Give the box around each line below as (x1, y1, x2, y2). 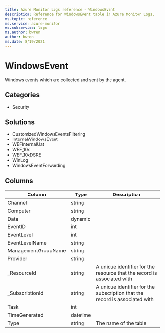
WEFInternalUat (12, 141, 44, 147)
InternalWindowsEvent (12, 136, 58, 142)
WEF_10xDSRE (12, 152, 42, 158)
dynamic (70, 216, 91, 222)
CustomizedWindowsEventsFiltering (12, 131, 86, 137)
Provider (7, 255, 27, 262)
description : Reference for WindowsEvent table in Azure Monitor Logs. (5, 12, 155, 17)
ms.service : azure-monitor (5, 21, 60, 26)
